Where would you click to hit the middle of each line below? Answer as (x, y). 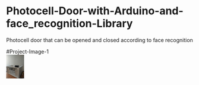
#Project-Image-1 (28, 51)
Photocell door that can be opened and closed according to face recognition (99, 40)
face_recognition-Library (70, 23)
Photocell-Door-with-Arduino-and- (95, 11)
